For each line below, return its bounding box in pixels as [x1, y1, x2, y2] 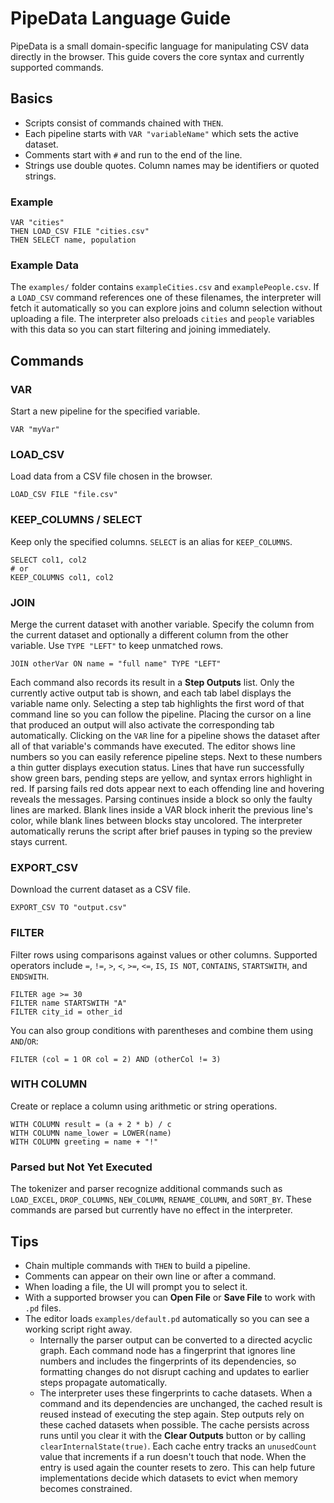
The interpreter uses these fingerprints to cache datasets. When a [39, 1387, 313, 1399]
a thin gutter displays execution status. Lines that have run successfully [10, 761, 305, 773]
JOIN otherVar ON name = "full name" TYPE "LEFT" [10, 658, 222, 669]
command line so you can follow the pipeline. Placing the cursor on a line [10, 708, 312, 720]
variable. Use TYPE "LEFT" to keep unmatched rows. [10, 639, 224, 651]
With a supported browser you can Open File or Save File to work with [24, 1291, 316, 1303]
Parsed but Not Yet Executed [10, 1160, 153, 1174]
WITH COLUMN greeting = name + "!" [10, 1137, 159, 1147]
